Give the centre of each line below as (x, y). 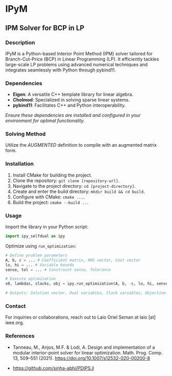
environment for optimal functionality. (45, 121)
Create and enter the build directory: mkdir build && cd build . (79, 191)
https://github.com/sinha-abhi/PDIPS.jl (53, 368)
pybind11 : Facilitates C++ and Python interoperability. (69, 105)
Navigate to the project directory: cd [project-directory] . (74, 186)
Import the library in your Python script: (47, 227)
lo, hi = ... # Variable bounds (40, 265)
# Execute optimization (31, 279)
